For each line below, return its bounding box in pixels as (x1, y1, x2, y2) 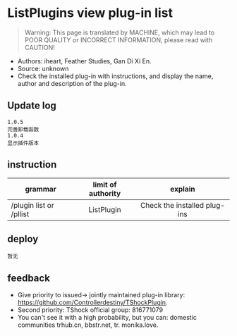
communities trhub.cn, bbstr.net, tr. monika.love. (17, 321, 159, 329)
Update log (7, 100, 56, 112)
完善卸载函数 (7, 125, 39, 133)
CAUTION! (24, 43, 55, 51)
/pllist (11, 209, 30, 219)
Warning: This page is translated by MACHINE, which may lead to (24, 28, 215, 37)
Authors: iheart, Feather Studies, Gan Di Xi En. (17, 56, 152, 65)
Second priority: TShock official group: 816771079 (17, 306, 164, 314)
